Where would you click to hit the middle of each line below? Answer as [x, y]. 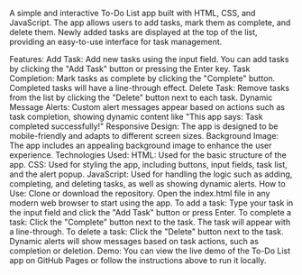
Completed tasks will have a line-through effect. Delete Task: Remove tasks [150, 88]
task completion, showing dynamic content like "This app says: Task [136, 117]
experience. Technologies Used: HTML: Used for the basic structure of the [148, 155]
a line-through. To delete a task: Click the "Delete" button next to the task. [146, 232]
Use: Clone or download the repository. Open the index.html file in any [140, 193]
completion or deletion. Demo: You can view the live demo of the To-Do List [150, 251]
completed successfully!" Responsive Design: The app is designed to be [144, 126]
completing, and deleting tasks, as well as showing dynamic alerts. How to [147, 183]
